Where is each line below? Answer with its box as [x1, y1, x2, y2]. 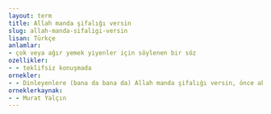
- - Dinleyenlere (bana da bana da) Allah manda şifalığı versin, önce [8, 79, 254, 87]
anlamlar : [8, 42, 42, 50]
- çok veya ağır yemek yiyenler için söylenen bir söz [8, 49, 197, 57]
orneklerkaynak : [8, 86, 63, 95]
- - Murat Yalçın [8, 94, 67, 102]
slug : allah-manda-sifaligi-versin [8, 26, 128, 35]
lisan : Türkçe [8, 34, 56, 43]
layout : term [8, 11, 52, 20]
